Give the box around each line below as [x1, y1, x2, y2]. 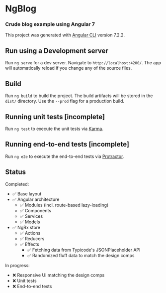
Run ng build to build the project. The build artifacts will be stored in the [5, 93, 153, 99]
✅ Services [19, 213, 43, 219]
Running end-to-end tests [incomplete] [5, 140, 129, 148]
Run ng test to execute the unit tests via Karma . [5, 126, 103, 132]
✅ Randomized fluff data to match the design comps [27, 252, 135, 258]
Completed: [5, 181, 29, 187]
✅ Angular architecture [12, 196, 60, 202]
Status [5, 168, 26, 176]
